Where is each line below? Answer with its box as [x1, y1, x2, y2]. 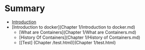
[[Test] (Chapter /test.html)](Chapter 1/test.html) [19, 39, 116, 45]
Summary [4, 3, 45, 14]
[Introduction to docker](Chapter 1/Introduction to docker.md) [11, 24, 135, 30]
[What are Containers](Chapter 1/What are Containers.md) [19, 29, 137, 35]
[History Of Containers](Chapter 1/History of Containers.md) [19, 34, 141, 40]
